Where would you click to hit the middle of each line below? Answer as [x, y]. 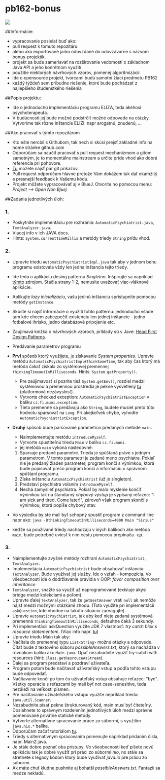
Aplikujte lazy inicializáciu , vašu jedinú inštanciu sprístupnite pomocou [84, 297]
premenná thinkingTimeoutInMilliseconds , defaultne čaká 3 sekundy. [83, 621]
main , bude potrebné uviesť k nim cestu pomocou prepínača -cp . [78, 535]
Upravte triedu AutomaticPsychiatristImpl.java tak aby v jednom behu [84, 261]
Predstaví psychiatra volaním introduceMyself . [67, 484]
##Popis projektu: [23, 98]
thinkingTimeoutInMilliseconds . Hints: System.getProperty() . [75, 371]
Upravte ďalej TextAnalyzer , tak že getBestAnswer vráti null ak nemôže [84, 600]
